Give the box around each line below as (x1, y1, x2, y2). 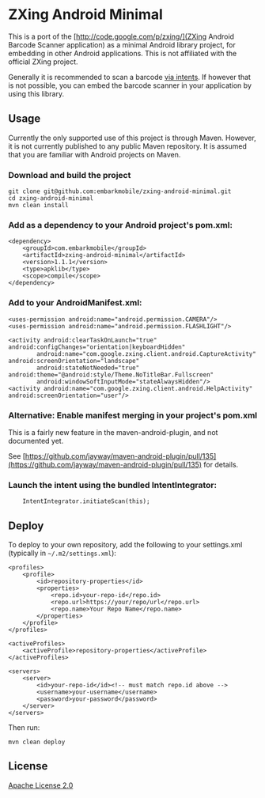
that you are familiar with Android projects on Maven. (8, 149, 181, 159)
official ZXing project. (8, 57, 78, 66)
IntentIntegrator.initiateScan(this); (22, 497, 150, 505)
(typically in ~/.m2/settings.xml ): (8, 548, 117, 558)
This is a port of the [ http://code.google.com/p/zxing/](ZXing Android (8, 32, 235, 41)
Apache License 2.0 (8, 781, 74, 790)
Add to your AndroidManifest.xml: (8, 297, 142, 308)
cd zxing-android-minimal (8, 195, 93, 202)
